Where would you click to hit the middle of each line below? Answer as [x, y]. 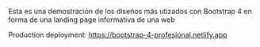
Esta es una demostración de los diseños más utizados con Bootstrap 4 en [130, 11]
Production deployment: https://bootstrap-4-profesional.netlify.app [118, 35]
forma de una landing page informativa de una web [92, 20]
